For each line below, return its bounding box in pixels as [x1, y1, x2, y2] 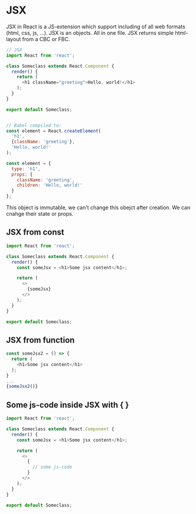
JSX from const [6, 228, 65, 238]
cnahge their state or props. [6, 210, 74, 218]
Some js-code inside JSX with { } [6, 400, 129, 410]
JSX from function [6, 335, 75, 345]
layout [6, 35, 21, 42]
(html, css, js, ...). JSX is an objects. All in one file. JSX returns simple [6, 29, 174, 36]
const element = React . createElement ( [6, 128, 101, 134]
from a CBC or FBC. [22, 35, 71, 42]
